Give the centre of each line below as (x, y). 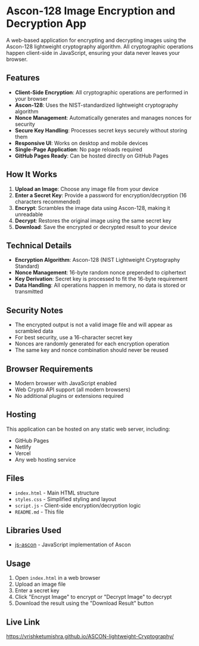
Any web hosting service (45, 459)
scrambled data (34, 331)
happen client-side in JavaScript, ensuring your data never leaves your (93, 52)
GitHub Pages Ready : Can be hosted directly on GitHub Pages (91, 156)
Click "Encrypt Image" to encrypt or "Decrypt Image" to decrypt (93, 597)
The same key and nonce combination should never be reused (91, 350)
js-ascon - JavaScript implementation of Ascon (73, 545)
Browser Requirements (50, 369)
